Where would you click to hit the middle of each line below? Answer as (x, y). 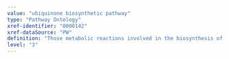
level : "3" (23, 45)
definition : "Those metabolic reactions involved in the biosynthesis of (115, 39)
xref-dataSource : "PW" (40, 32)
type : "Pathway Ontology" (44, 20)
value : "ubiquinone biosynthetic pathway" (69, 13)
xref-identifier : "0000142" (47, 26)
